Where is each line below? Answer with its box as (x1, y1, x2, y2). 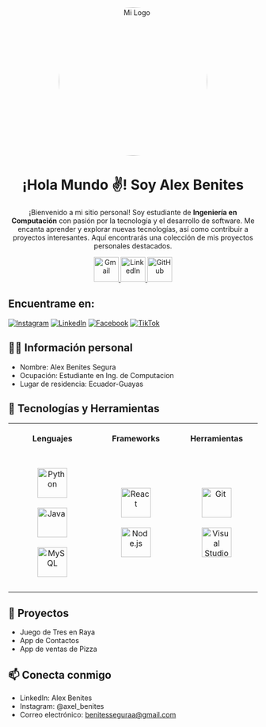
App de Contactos (19, 636, 79, 646)
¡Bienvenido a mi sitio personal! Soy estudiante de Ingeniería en (28, 207, 237, 217)
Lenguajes (32, 434, 73, 445)
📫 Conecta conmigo (8, 668, 112, 682)
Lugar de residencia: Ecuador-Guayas (19, 379, 144, 388)
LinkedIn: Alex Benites (19, 693, 93, 702)
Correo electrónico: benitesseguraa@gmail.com (19, 710, 177, 719)
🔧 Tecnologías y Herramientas (8, 402, 160, 415)
